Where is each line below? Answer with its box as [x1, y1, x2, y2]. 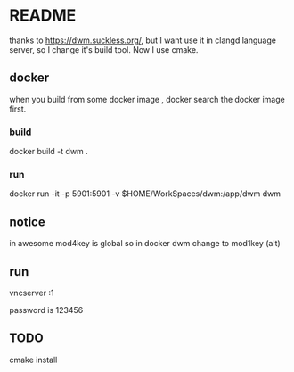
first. [9, 103, 27, 114]
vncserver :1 [9, 287, 54, 298]
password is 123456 [9, 304, 84, 315]
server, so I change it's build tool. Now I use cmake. [9, 44, 199, 54]
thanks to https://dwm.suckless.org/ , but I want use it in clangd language [9, 35, 276, 45]
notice [9, 214, 46, 229]
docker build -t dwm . [9, 146, 89, 157]
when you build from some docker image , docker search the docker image [9, 94, 285, 104]
